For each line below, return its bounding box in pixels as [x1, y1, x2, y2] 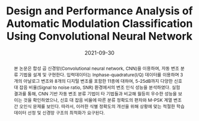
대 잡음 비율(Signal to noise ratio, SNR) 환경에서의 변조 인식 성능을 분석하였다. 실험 [13, 84, 180, 91]
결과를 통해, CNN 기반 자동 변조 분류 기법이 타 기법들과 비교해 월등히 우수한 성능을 [13, 91, 177, 97]
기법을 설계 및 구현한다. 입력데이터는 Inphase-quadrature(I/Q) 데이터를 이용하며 [19, 72, 180, 78]
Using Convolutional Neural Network [6, 30, 193, 43]
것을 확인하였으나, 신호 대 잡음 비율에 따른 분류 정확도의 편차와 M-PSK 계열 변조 [23, 97, 182, 103]
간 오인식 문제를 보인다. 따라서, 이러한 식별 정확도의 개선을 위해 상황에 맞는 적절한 [13, 103, 176, 110]
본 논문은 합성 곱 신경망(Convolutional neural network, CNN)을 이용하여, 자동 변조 [13, 65, 180, 72]
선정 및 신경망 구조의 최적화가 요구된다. [27, 109, 105, 116]
